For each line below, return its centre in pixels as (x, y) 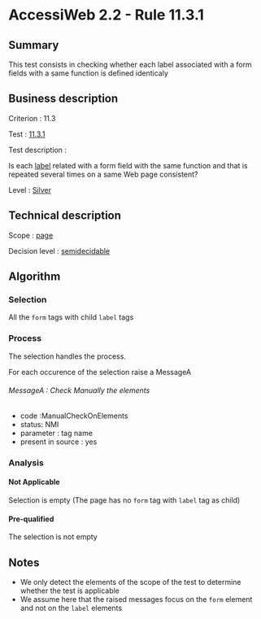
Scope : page (31, 235)
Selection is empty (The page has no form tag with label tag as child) (124, 500)
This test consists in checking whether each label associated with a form (130, 64)
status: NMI (39, 424)
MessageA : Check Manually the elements (79, 390)
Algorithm (35, 277)
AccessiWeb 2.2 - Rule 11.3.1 (107, 15)
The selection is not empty (53, 537)
